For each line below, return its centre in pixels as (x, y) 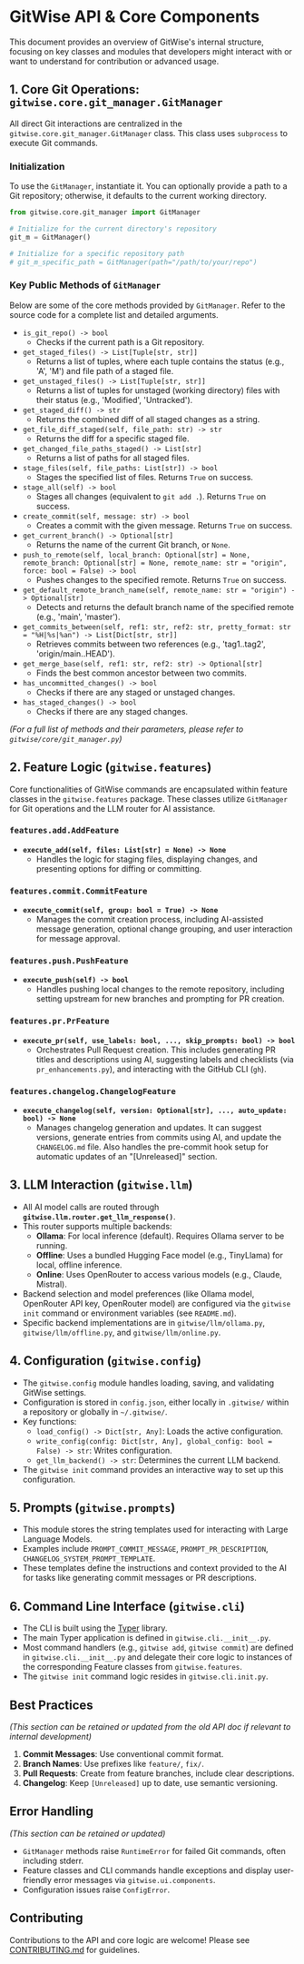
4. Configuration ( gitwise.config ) (105, 1361)
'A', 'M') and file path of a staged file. (105, 370)
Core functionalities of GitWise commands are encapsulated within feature (148, 789)
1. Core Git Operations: (74, 89)
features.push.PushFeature (69, 961)
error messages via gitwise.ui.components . (135, 1880)
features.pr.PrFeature (59, 1021)
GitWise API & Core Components (135, 17)
